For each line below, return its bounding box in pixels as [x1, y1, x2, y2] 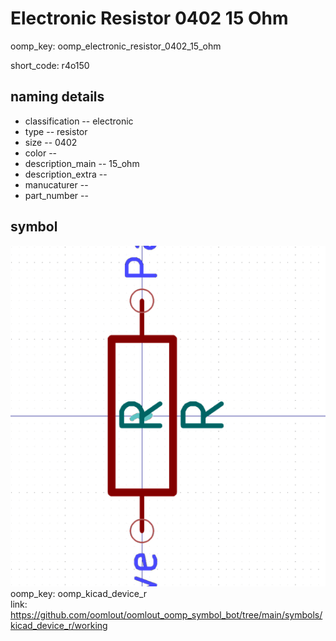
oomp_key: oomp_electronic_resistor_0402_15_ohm [10, 40, 222, 52]
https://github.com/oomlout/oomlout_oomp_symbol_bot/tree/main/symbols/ [10, 609, 323, 621]
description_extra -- [24, 168, 108, 180]
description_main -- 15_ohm [24, 157, 140, 169]
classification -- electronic [24, 115, 134, 127]
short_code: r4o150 [10, 59, 90, 71]
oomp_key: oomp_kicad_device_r [10, 588, 148, 600]
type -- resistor [24, 125, 88, 137]
